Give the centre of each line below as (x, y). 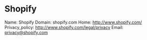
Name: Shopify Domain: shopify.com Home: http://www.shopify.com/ (73, 22)
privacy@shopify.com (26, 32)
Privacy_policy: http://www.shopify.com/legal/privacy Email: (64, 27)
